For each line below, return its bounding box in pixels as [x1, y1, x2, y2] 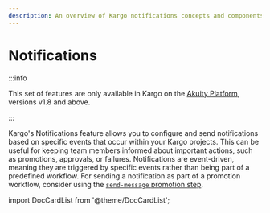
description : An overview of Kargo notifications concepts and [8, 11, 225, 20]
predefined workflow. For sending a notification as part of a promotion [8, 170, 241, 181]
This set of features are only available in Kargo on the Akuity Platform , [8, 88, 240, 98]
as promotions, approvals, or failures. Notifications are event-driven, [8, 154, 235, 163]
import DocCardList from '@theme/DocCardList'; [8, 195, 170, 205]
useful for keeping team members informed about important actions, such [8, 145, 253, 155]
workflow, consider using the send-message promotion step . [8, 179, 203, 189]
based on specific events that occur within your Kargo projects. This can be [8, 137, 260, 146]
